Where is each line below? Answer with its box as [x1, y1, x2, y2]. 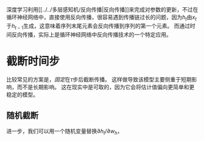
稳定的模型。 [6, 91, 38, 98]
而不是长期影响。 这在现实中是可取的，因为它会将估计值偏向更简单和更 [16, 83, 195, 91]
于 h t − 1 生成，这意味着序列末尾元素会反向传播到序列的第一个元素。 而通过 [6, 22, 191, 31]
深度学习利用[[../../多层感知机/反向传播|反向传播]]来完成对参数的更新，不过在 [6, 6, 199, 13]
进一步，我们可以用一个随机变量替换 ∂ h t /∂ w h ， [6, 128, 123, 136]
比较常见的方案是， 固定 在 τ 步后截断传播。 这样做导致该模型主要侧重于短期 [6, 75, 192, 83]
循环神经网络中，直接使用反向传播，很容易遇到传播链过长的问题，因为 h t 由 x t [6, 13, 197, 22]
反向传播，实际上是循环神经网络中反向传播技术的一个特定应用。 [11, 30, 172, 38]
